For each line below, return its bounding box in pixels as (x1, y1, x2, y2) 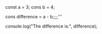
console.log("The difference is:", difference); (5, 23, 98, 29)
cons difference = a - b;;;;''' (5, 14, 62, 19)
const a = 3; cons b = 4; (5, 4, 55, 10)
